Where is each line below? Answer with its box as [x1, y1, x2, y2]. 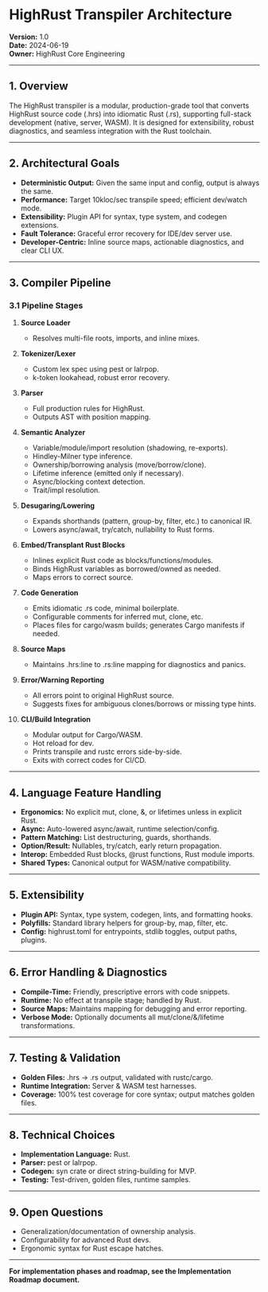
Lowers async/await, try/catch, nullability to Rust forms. [32, 524, 215, 535]
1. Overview [9, 80, 68, 93]
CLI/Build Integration [20, 715, 91, 725]
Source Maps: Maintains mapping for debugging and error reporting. [20, 1003, 247, 1013]
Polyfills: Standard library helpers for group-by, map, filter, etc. [20, 918, 228, 928]
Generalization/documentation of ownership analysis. [20, 1227, 196, 1236]
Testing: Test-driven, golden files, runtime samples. [20, 1175, 191, 1184]
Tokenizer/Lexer [20, 349, 76, 359]
